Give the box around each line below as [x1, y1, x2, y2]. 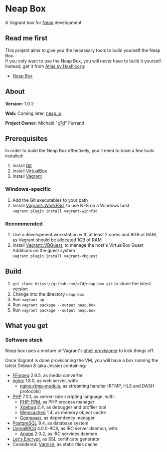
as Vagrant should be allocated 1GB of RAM [12, 237, 102, 243]
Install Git [12, 163, 32, 169]
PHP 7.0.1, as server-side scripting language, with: [12, 394, 115, 400]
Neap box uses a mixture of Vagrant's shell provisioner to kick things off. [5, 348, 155, 354]
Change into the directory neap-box [12, 291, 85, 297]
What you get [5, 322, 48, 330]
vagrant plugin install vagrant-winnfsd [12, 208, 98, 214]
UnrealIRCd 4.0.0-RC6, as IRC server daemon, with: [12, 426, 119, 432]
